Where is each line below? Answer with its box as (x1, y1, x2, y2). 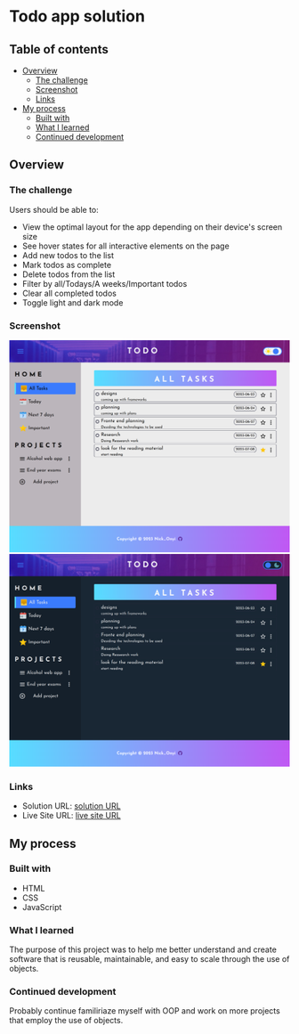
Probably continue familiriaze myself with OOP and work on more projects (9, 1006, 280, 1016)
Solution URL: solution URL (21, 801, 122, 811)
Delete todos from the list (21, 269, 116, 280)
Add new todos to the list (21, 249, 114, 260)
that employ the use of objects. (9, 1015, 124, 1026)
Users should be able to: (9, 204, 100, 215)
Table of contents (9, 42, 109, 57)
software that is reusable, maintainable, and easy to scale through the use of (9, 954, 290, 965)
